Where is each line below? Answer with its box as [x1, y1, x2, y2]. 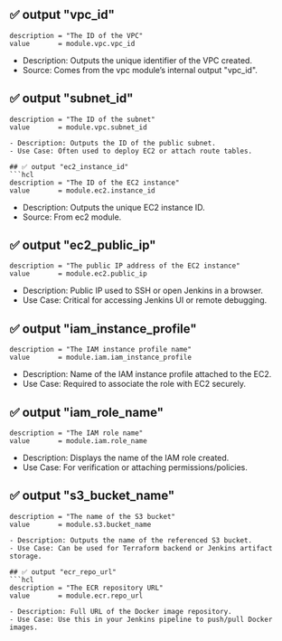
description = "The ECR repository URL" [9, 583, 164, 592]
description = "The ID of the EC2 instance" [9, 178, 180, 187]
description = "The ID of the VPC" [9, 31, 144, 40]
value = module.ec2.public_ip [9, 269, 147, 278]
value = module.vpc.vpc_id [9, 39, 136, 48]
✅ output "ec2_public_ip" [9, 238, 156, 253]
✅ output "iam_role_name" [9, 404, 164, 419]
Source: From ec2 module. [22, 212, 122, 222]
